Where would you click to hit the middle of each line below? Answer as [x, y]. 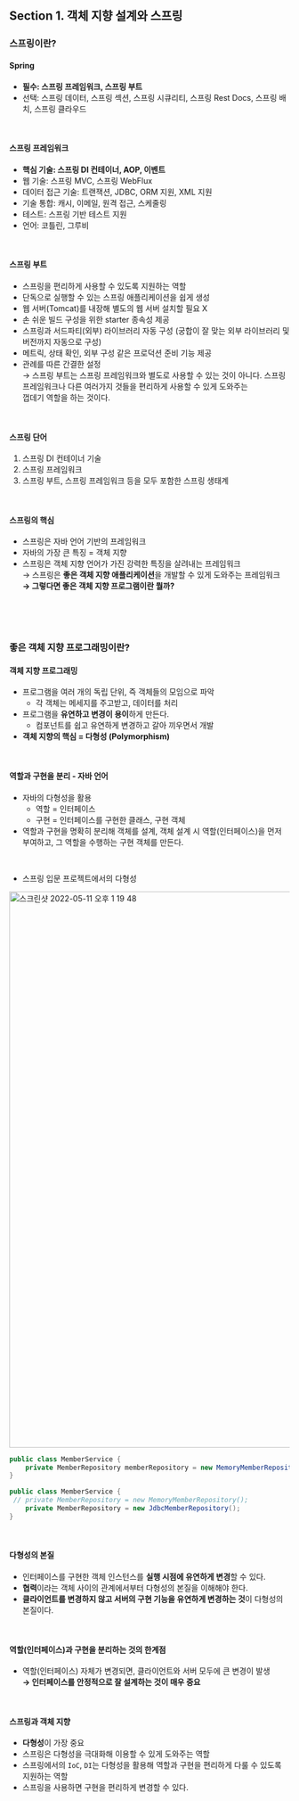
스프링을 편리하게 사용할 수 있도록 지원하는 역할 [104, 286]
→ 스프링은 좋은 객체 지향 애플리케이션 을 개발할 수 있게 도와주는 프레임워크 [151, 575]
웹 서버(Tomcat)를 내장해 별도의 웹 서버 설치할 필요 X [115, 308]
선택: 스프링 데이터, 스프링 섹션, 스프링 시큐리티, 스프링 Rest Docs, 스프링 [149, 97]
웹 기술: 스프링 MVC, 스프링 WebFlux [87, 180]
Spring [22, 65]
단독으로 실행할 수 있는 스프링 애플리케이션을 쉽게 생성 [116, 297]
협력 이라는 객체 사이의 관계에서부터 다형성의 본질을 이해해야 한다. [135, 1587]
